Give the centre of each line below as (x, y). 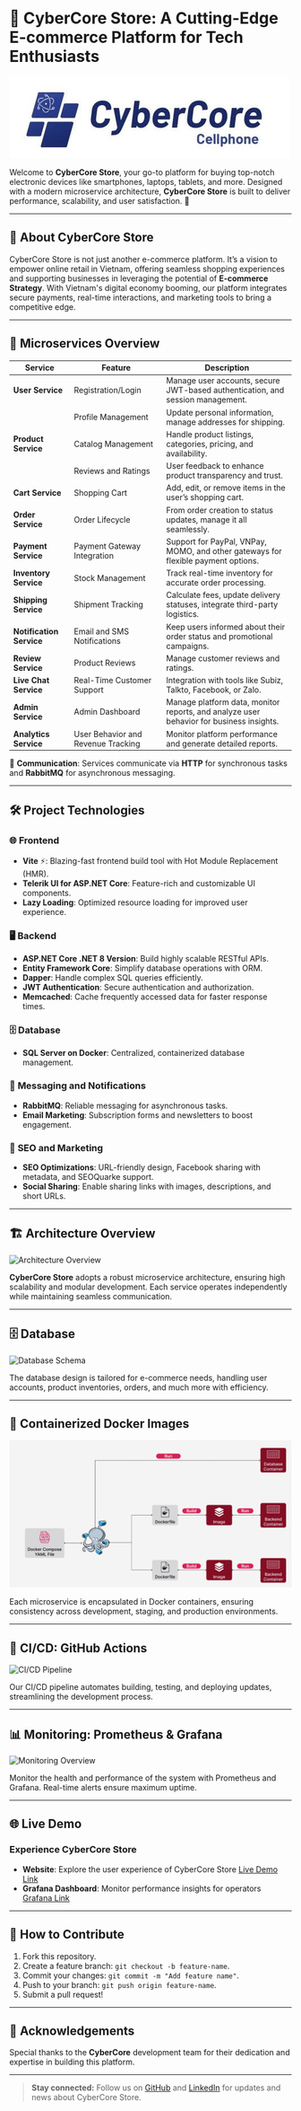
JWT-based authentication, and (225, 391)
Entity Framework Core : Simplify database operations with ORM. (142, 968)
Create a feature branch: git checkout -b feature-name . (126, 1966)
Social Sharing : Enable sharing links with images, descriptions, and (146, 1186)
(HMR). (35, 874)
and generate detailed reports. (222, 743)
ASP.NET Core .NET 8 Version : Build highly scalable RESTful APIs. (145, 959)
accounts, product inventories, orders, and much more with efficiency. (139, 1387)
